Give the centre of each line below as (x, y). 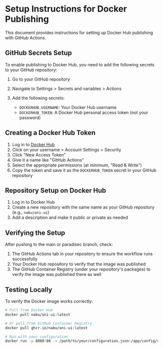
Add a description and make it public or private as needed (70, 218)
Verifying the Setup (35, 233)
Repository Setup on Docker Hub (56, 190)
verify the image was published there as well (57, 274)
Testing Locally (29, 290)
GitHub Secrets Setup (38, 53)
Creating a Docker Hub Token (50, 133)
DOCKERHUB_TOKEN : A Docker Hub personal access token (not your (84, 112)
